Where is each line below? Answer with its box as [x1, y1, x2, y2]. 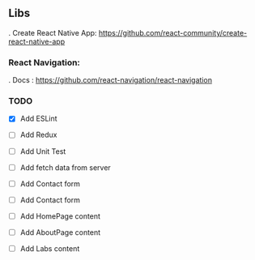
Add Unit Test [19, 146, 66, 156]
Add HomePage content [19, 211, 101, 221]
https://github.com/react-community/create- [98, 28, 248, 37]
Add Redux [19, 130, 57, 140]
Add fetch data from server [19, 162, 111, 173]
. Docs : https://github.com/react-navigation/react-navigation [8, 75, 213, 85]
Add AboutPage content [19, 227, 101, 237]
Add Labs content [19, 243, 80, 254]
